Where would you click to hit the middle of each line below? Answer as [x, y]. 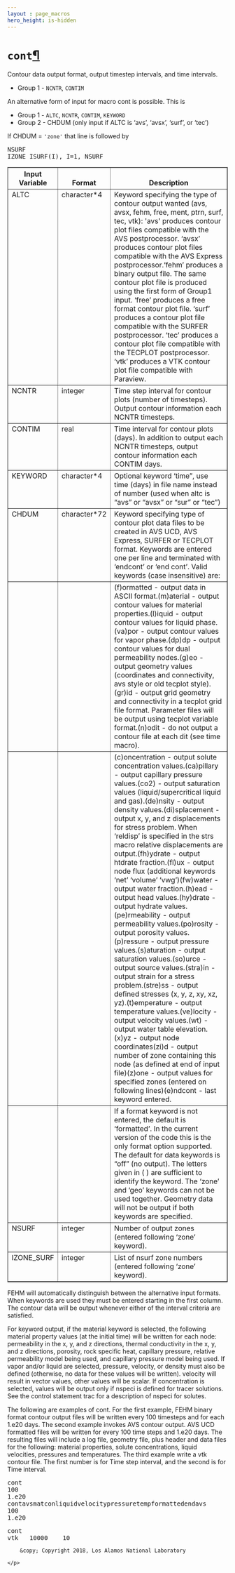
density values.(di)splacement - [167, 810]
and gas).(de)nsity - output [159, 801]
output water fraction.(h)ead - [164, 889]
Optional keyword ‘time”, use [161, 476]
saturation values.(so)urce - [161, 959]
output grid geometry [176, 693]
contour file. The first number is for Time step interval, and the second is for [116, 1462]
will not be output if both [154, 1208]
